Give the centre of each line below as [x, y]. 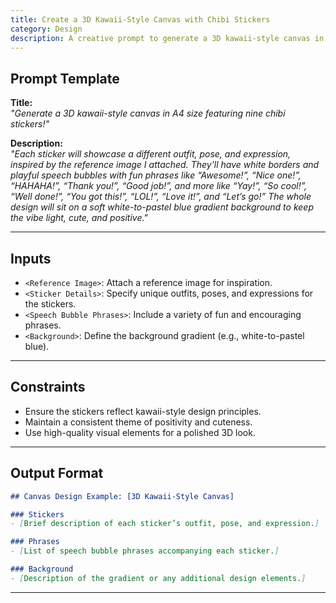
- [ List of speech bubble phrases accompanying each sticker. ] [145, 551]
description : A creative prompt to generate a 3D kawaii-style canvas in [167, 38]
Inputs [31, 258]
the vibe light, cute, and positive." [79, 218]
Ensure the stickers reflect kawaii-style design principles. [143, 411]
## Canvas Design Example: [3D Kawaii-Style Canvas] [122, 496]
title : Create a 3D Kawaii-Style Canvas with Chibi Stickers [140, 19]
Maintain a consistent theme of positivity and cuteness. [138, 422]
